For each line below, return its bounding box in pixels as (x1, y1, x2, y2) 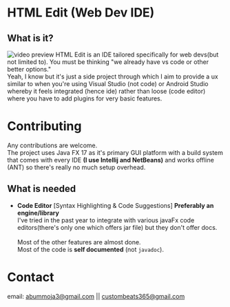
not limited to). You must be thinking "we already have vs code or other (7, 58, 209, 66)
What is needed (7, 183, 76, 195)
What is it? (7, 32, 54, 44)
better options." (7, 65, 52, 73)
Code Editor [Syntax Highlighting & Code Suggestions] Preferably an (17, 201, 214, 209)
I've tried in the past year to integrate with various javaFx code (17, 215, 195, 224)
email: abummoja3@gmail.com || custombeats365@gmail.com (7, 292, 185, 300)
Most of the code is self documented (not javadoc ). (17, 245, 164, 253)
